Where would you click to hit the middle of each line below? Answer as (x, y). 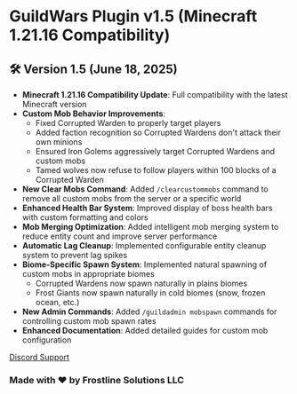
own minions (59, 142)
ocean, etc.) (57, 302)
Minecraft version (54, 104)
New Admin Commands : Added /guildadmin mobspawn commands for (149, 311)
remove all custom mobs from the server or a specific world (132, 198)
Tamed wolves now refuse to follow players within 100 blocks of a (156, 170)
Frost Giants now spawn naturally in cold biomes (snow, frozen (150, 293)
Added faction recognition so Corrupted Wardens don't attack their (158, 132)
